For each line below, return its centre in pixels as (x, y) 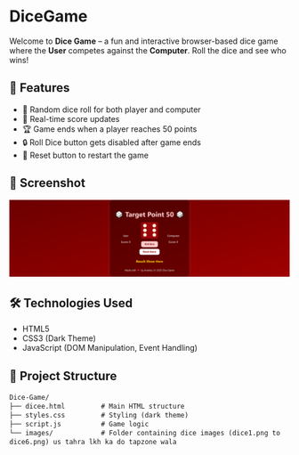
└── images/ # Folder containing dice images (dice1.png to (145, 433)
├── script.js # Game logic (79, 424)
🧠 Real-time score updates (71, 118)
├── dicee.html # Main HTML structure (97, 406)
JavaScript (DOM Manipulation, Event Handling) (110, 348)
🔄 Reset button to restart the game (85, 155)
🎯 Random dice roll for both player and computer (112, 110)
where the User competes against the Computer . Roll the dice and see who (148, 50)
